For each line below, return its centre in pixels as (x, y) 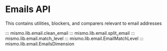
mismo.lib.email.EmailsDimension (40, 43)
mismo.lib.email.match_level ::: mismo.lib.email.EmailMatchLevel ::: (74, 38)
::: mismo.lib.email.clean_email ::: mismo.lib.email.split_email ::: (70, 33)
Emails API (28, 9)
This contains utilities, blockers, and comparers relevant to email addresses (84, 23)
